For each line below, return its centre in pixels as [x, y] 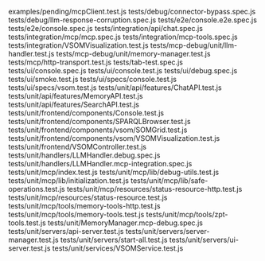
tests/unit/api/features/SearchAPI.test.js [74, 104]
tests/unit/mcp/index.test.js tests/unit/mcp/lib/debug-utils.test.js [114, 172]
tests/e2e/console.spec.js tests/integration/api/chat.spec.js [105, 28]
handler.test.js [31, 54]
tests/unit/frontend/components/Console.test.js [86, 113]
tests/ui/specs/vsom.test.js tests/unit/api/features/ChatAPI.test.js [115, 88]
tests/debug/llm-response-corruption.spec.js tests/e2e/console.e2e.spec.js [132, 20]
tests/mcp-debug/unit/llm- [193, 45]
